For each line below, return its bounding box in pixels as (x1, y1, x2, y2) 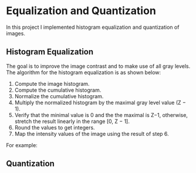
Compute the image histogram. (14, 80, 90, 87)
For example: (6, 141, 38, 148)
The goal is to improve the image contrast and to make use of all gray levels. (6, 62, 191, 69)
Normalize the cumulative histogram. (14, 92, 104, 99)
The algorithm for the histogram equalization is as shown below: (6, 69, 161, 76)
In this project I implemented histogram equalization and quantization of (6, 24, 180, 31)
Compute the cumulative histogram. (14, 86, 102, 94)
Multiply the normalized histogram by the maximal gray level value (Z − (14, 99, 187, 106)
